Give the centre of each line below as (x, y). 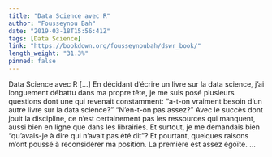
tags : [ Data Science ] (45, 38)
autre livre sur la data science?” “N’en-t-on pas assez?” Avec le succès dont (136, 109)
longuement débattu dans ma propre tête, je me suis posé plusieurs (121, 92)
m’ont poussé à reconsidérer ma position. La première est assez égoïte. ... (132, 144)
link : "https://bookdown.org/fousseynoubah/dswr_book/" (105, 46)
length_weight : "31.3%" (49, 53)
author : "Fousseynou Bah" (52, 23)
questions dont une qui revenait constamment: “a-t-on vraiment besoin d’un (135, 101)
